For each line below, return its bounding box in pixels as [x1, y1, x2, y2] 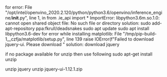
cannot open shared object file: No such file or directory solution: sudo [5, 20, 151, 26]
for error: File [5, 4, 32, 10]
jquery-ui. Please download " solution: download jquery [5, 41, 120, 47]
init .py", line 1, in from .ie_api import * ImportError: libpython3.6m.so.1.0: [11, 15, 160, 20]
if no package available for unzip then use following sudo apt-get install [5, 51, 152, 57]
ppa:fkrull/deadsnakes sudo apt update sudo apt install [35, 25, 149, 31]
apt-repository [5, 25, 35, 31]
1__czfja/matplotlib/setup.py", [5, 36, 66, 42]
